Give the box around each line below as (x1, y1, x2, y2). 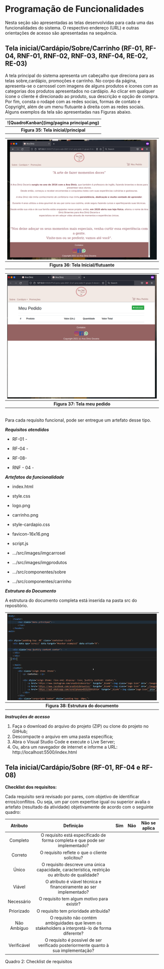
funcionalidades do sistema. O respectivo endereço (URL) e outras (5, 24, 139, 30)
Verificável (8, 943, 30, 948)
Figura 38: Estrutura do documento (45, 703, 119, 709)
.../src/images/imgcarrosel (12, 550, 66, 556)
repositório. (5, 602, 28, 608)
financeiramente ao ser (50, 884, 97, 890)
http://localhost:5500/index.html (12, 749, 77, 755)
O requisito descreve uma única (41, 861, 105, 867)
